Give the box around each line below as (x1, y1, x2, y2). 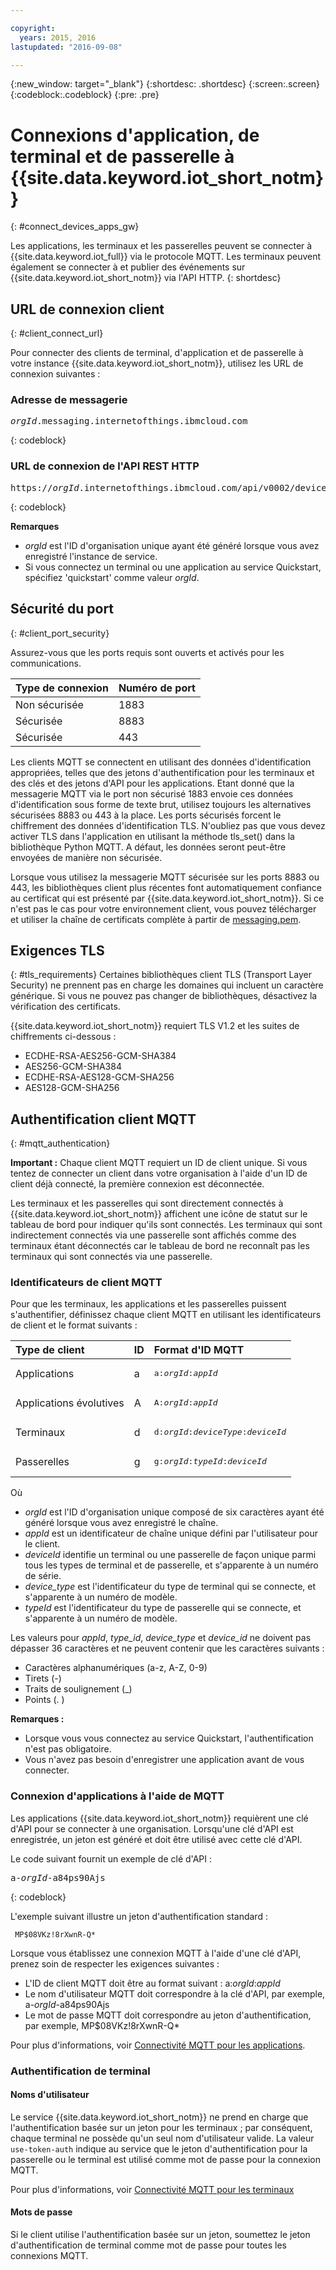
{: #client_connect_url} (10, 327, 104, 340)
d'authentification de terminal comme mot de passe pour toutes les (10, 2239, 287, 2251)
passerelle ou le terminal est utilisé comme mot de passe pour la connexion (10, 2153, 321, 2165)
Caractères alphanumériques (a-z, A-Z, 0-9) (24, 1662, 208, 1674)
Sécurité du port (10, 601, 115, 618)
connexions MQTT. (10, 2250, 89, 2262)
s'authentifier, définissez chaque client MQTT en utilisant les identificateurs (10, 1309, 322, 1321)
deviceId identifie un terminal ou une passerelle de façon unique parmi (24, 1549, 317, 1561)
